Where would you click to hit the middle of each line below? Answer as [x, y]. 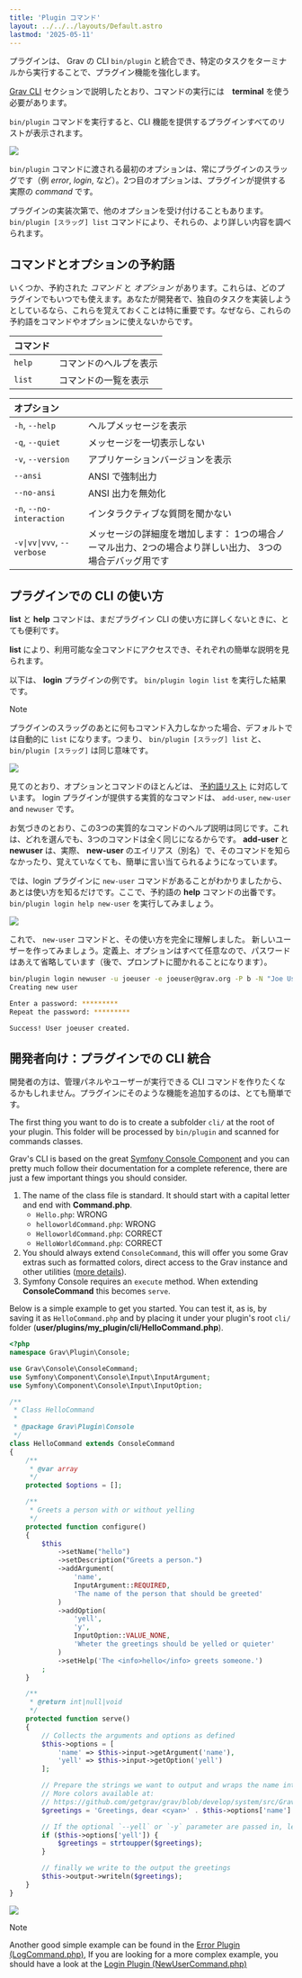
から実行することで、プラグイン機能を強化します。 [111, 72]
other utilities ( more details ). [75, 1272]
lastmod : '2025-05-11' [52, 34]
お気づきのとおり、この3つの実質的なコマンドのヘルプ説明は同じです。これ [149, 828]
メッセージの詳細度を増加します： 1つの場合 [182, 534]
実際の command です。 [53, 192]
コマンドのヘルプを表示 [109, 364]
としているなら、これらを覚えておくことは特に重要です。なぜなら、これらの [151, 311]
